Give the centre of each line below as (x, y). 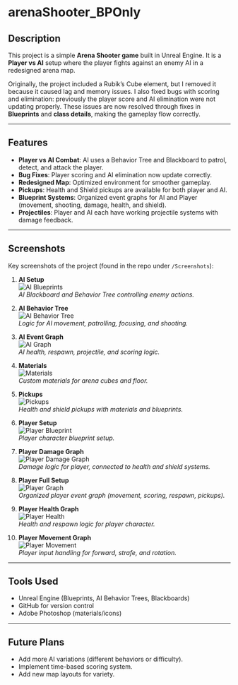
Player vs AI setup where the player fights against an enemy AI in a (106, 63)
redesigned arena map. (42, 70)
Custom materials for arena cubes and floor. (83, 380)
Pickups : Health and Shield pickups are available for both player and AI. (123, 190)
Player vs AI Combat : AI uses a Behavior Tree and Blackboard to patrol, (123, 160)
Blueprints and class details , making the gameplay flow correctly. (104, 114)
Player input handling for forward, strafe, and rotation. (97, 552)
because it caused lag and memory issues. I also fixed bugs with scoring (114, 91)
